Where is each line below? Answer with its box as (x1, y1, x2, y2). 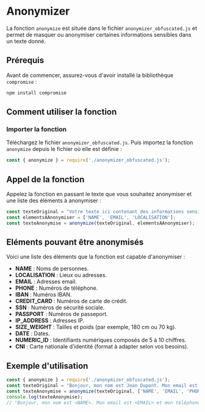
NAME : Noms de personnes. (15, 265, 89, 273)
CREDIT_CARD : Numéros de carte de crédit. (15, 298, 128, 305)
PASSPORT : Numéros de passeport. (15, 311, 108, 318)
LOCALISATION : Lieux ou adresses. (15, 271, 107, 279)
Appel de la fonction (6, 174, 85, 185)
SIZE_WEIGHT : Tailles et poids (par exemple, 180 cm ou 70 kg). (15, 323, 177, 331)
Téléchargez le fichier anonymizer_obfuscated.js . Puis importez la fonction (6, 139, 193, 146)
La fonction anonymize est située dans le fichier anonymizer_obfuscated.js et (6, 24, 197, 32)
